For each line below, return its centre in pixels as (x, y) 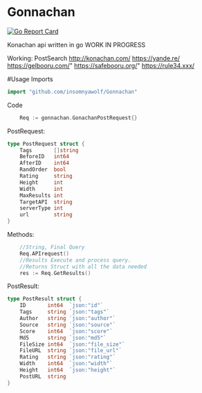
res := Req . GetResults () (55, 273)
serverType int (42, 208)
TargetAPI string (46, 202)
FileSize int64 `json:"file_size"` (73, 344)
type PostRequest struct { (46, 144)
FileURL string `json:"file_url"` (71, 351)
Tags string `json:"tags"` (65, 312)
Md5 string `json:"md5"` (63, 337)
